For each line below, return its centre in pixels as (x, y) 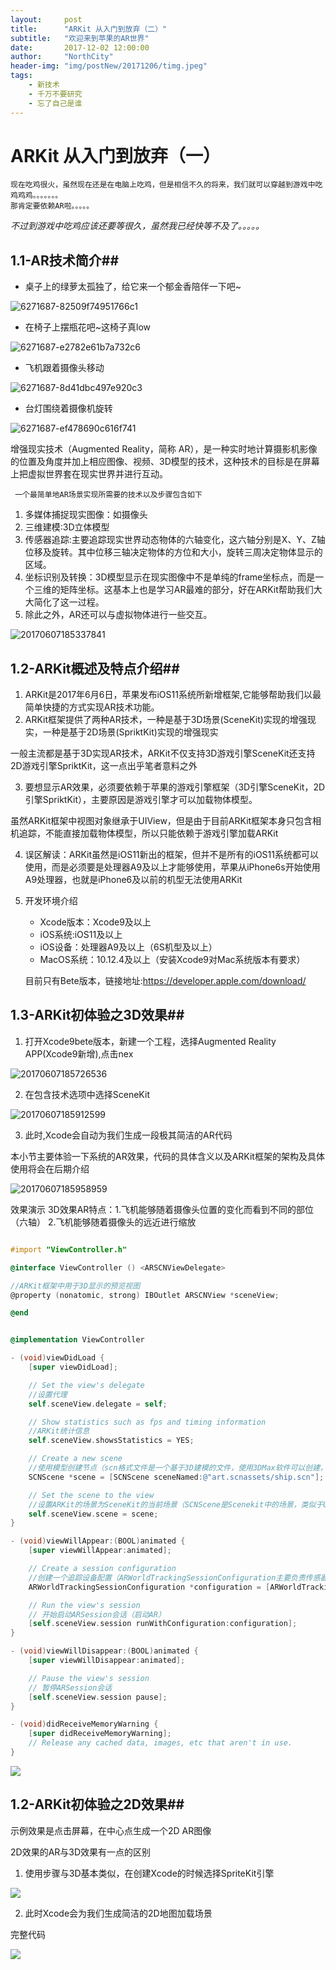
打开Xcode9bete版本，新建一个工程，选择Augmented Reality (150, 1041)
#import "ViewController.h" (69, 1249)
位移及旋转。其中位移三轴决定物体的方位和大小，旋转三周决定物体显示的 (173, 552)
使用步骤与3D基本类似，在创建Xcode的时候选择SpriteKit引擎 (149, 1873)
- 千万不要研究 (55, 94)
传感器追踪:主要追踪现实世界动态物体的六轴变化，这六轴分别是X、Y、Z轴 (175, 540)
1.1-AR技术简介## (65, 260)
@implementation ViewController (77, 1340)
